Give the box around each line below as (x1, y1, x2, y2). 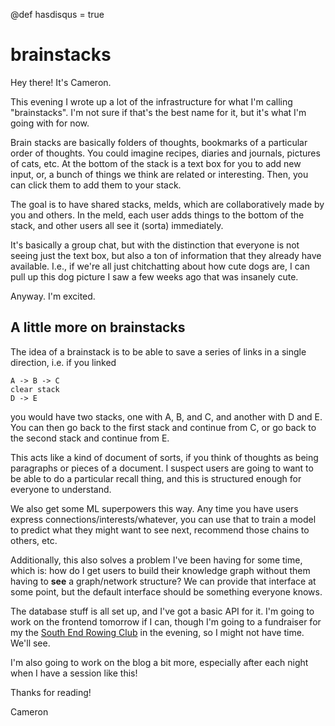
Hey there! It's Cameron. (10, 76, 112, 88)
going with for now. (10, 117, 90, 129)
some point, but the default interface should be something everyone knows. (10, 585, 323, 598)
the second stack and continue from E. (10, 432, 170, 444)
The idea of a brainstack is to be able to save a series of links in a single (10, 345, 307, 358)
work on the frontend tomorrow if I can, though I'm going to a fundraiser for (10, 615, 322, 628)
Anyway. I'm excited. (10, 290, 96, 302)
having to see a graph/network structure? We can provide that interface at (10, 575, 317, 587)
